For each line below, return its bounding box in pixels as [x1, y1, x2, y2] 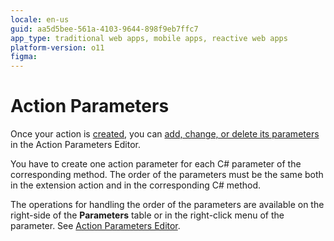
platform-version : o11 [10, 42, 105, 53]
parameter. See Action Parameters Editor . [10, 220, 181, 232]
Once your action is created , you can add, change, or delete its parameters [10, 128, 320, 140]
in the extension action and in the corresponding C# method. [10, 179, 261, 191]
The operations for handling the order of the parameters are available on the [10, 199, 325, 211]
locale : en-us [10, 14, 70, 25]
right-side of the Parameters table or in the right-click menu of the [10, 209, 285, 221]
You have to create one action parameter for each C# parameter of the [10, 158, 302, 170]
